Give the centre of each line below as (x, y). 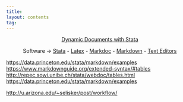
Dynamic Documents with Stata (100, 40)
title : (14, 12)
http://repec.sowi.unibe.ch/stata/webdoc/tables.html (71, 75)
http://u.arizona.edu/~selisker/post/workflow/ (62, 93)
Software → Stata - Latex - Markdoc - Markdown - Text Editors (100, 51)
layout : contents (28, 17)
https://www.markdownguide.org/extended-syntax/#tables (78, 69)
